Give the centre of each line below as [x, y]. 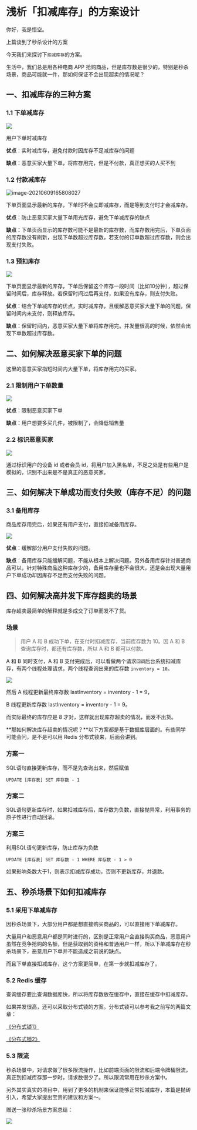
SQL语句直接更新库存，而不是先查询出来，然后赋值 [68, 768]
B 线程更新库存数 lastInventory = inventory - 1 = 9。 [68, 705]
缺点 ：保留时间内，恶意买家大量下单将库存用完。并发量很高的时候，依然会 [96, 326]
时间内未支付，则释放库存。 [44, 314]
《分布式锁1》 [23, 1026]
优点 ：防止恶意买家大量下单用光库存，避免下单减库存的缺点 [78, 217]
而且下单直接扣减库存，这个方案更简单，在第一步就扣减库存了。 [83, 964]
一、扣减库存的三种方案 [48, 95]
